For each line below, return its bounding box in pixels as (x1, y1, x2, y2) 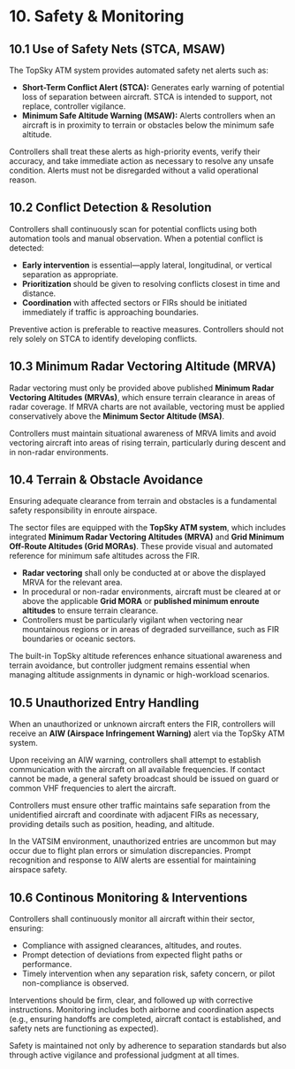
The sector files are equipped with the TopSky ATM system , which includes (9, 523, 286, 533)
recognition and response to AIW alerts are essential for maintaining (9, 855, 257, 865)
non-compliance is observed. (21, 978, 130, 988)
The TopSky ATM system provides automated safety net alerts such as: (9, 65, 269, 75)
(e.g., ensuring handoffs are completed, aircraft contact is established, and (9, 1014, 282, 1025)
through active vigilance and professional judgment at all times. (9, 1050, 240, 1060)
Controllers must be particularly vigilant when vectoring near (21, 615, 243, 625)
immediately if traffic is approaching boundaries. (21, 306, 199, 317)
